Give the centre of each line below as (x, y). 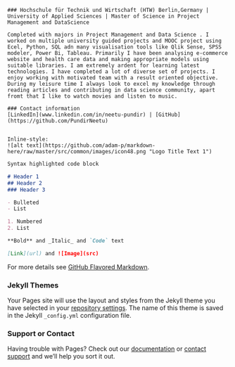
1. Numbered (25, 221)
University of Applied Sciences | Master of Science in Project (103, 16)
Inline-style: (28, 139)
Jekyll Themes (33, 285)
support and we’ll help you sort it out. (61, 356)
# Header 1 (23, 176)
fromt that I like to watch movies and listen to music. (93, 96)
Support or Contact (41, 333)
